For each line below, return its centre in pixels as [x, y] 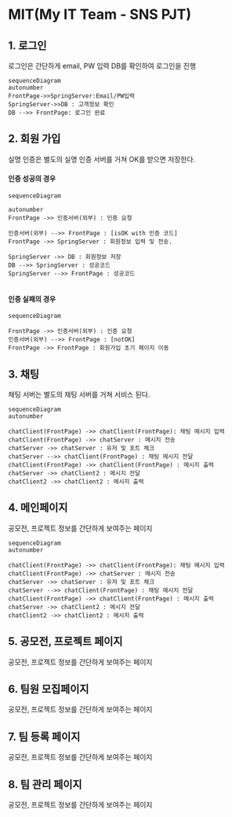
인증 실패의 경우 [32, 299]
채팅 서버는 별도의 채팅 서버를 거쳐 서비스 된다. [79, 394]
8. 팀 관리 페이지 [45, 784]
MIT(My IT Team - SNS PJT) [100, 15]
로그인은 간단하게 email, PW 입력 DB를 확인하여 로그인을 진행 [102, 66]
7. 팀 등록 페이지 [44, 736]
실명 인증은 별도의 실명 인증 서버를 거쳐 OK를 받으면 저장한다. [102, 159]
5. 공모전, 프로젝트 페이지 [65, 642]
